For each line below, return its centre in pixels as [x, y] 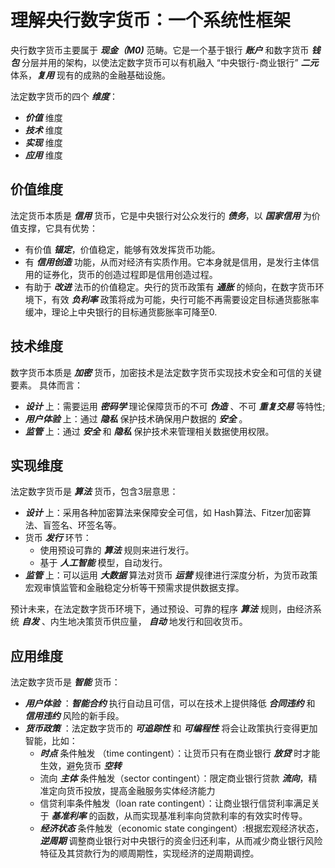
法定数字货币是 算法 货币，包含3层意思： [94, 492]
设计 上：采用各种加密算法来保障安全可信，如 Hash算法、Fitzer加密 [163, 513]
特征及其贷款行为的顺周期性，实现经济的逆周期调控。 [149, 853]
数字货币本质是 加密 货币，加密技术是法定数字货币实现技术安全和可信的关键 [166, 372]
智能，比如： [51, 741]
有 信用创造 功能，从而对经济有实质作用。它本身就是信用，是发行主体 [167, 262]
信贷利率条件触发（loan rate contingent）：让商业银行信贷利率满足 [175, 803]
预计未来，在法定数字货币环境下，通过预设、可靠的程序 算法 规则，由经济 [161, 609]
